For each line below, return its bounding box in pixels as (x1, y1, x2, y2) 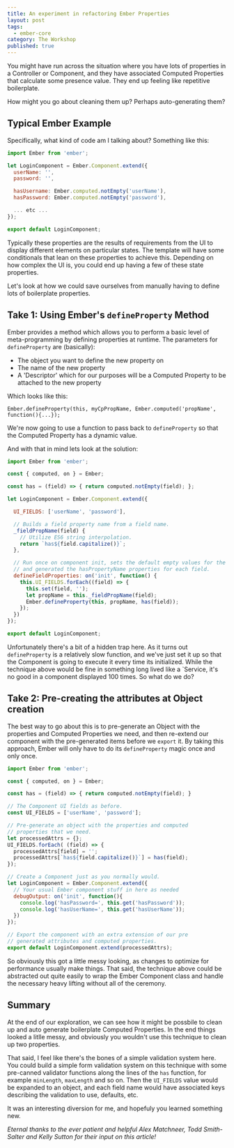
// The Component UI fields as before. (7, 803, 123, 810)
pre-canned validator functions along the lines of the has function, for (7, 1068, 207, 1077)
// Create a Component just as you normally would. (7, 873, 160, 880)
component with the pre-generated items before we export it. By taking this (7, 737, 224, 745)
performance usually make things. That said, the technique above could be (7, 964, 222, 972)
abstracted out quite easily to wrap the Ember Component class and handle (7, 972, 224, 980)
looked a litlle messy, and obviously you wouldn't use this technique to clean (7, 1032, 227, 1041)
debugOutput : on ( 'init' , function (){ (13, 893, 123, 900)
